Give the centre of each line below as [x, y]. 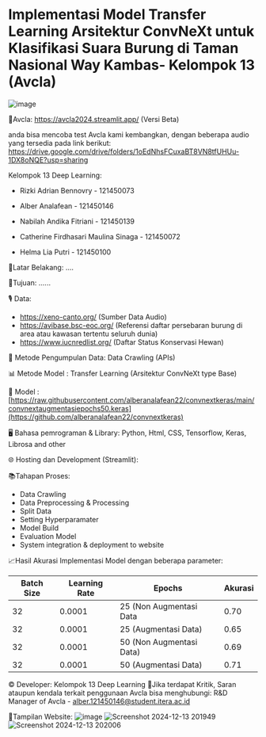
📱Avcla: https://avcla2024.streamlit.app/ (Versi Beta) [94, 119]
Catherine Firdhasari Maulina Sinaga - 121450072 [100, 236]
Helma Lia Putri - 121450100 [65, 252]
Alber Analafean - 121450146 [66, 206]
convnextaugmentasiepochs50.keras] [70, 408]
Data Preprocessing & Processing [74, 502]
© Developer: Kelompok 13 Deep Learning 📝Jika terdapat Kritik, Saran [122, 684]
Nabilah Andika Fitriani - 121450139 [77, 221]
